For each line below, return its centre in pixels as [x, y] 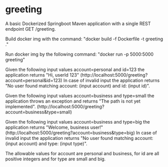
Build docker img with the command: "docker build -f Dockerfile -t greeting [84, 39]
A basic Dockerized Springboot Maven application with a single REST [78, 23]
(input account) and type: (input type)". [46, 144]
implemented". [21, 106]
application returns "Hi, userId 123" [42, 75]
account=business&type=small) [39, 112]
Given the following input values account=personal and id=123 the [75, 69]
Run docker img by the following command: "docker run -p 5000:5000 [80, 54]
